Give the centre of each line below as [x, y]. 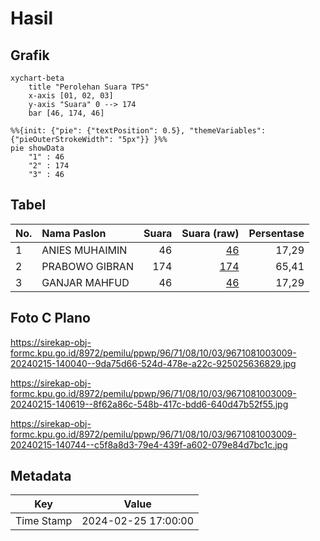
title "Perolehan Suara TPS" [89, 87]
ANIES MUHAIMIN [84, 250]
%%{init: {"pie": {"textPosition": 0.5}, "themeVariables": [138, 131]
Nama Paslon [74, 233]
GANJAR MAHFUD [85, 282]
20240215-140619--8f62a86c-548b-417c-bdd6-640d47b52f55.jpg [149, 404]
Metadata [41, 476]
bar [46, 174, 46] [66, 113]
